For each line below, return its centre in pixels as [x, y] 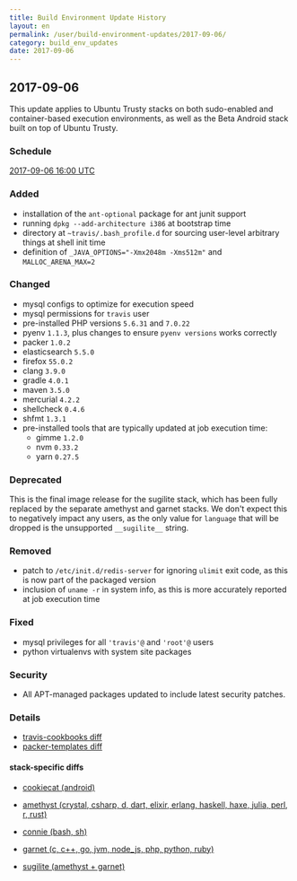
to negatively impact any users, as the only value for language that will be [144, 519]
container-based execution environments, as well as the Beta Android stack [149, 118]
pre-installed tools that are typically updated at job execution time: [145, 428]
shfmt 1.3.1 [44, 418]
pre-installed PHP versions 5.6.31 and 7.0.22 [106, 323]
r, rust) [35, 814]
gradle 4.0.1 [45, 380]
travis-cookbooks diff [62, 737]
